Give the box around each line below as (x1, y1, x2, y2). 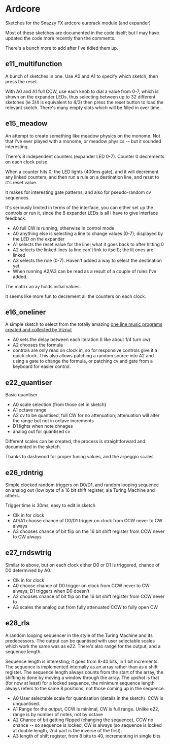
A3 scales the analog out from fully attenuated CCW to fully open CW (12, 604, 158, 610)
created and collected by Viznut (5, 327, 72, 333)
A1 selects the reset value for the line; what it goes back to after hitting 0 (12, 241, 164, 247)
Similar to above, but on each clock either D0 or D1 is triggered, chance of (5, 562, 160, 568)
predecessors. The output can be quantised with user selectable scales (5, 637, 155, 644)
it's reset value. (5, 179, 38, 185)
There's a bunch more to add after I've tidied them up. (5, 45, 118, 51)
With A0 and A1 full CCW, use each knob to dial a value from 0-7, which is (5, 88, 159, 94)
